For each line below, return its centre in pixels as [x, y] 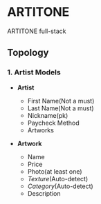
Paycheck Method [53, 123]
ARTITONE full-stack [37, 31]
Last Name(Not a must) [61, 108]
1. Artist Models [34, 72]
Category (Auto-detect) [60, 186]
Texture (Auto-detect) [58, 178]
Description [44, 193]
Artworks [40, 130]
